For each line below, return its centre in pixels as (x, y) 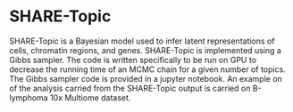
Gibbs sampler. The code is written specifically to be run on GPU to (133, 60)
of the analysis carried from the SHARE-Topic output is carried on (130, 88)
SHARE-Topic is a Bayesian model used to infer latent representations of (142, 41)
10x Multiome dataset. (90, 97)
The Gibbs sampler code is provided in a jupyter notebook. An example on (146, 78)
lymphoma (29, 97)
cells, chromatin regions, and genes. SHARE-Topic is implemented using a (145, 50)
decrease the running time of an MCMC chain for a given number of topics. (147, 69)
